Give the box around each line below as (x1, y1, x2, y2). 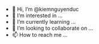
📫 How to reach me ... (11, 32, 68, 38)
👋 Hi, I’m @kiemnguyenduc (11, 6, 79, 12)
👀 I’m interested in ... (11, 12, 63, 19)
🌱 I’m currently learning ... (11, 18, 76, 25)
